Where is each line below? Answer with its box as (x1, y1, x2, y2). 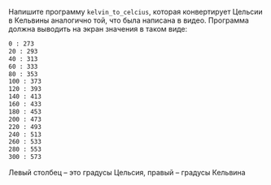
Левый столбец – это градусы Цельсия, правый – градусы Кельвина (8, 168, 246, 177)
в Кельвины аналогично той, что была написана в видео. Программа (8, 15, 250, 25)
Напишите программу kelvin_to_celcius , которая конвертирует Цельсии (8, 7, 263, 16)
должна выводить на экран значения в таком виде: (8, 24, 188, 33)
